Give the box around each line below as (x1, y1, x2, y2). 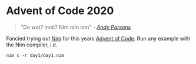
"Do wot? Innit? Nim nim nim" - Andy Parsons (20, 23, 131, 31)
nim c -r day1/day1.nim (6, 52, 65, 58)
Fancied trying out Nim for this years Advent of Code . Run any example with (6, 35, 191, 42)
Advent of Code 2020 (6, 4, 114, 18)
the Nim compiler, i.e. (6, 41, 58, 48)
